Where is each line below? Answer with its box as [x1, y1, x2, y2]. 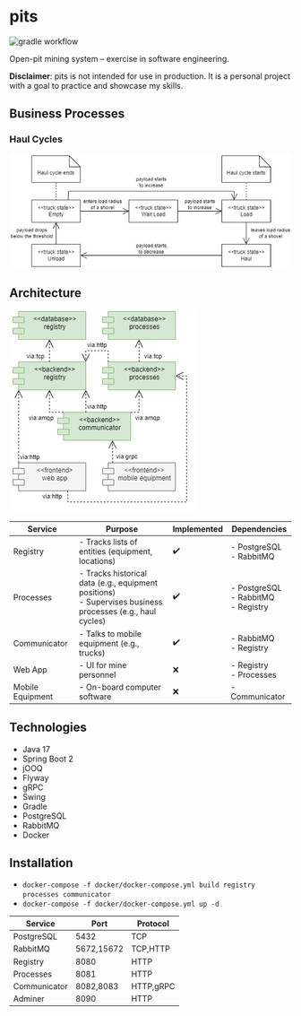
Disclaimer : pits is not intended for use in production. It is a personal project [9, 70, 291, 82]
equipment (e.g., [79, 638, 140, 648]
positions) [79, 587, 116, 598]
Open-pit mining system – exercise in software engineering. [9, 53, 230, 64]
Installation [9, 855, 73, 871]
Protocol [137, 917, 170, 929]
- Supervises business [79, 596, 163, 607]
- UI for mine [79, 659, 127, 670]
